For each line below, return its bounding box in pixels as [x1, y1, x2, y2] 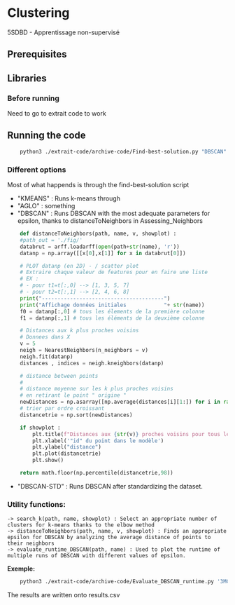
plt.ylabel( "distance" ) [32, 444, 101, 451]
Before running [7, 93, 59, 103]
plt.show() [32, 457, 64, 464]
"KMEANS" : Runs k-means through [17, 194, 121, 203]
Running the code [7, 130, 86, 142]
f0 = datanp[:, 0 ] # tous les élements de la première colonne [20, 308, 205, 315]
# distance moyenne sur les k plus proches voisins [20, 386, 173, 393]
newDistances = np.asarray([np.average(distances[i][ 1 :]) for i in [20, 398, 220, 406]
